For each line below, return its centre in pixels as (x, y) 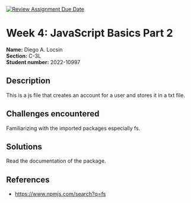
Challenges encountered (53, 114)
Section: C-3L (24, 56)
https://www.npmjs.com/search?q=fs (60, 194)
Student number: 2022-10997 (43, 62)
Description (28, 81)
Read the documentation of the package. (56, 161)
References (28, 180)
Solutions (24, 146)
